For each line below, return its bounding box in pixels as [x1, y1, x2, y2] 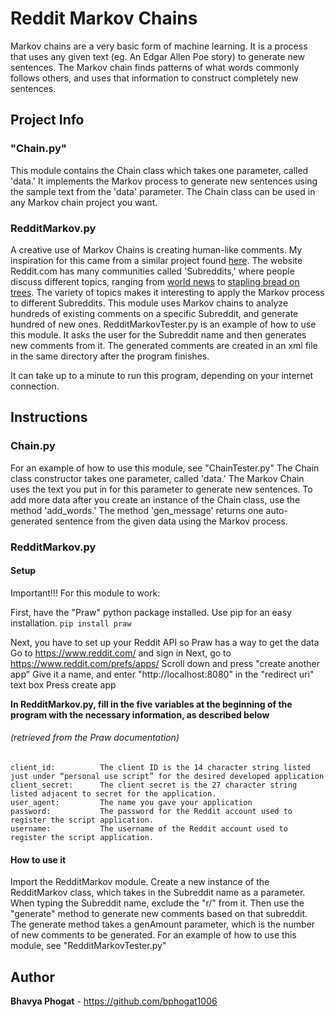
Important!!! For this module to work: [10, 587, 161, 599]
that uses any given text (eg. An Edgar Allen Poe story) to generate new [10, 50, 306, 62]
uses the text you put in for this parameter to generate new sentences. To [10, 483, 313, 495]
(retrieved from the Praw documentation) [10, 732, 180, 744]
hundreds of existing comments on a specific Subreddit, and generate [10, 307, 299, 319]
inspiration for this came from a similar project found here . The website [10, 254, 303, 266]
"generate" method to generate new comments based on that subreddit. [10, 908, 308, 920]
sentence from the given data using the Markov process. [54, 515, 288, 527]
